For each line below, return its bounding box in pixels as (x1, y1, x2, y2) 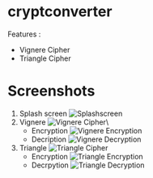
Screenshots (7, 82, 96, 100)
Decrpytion (31, 160, 70, 170)
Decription (31, 134, 66, 144)
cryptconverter (7, 2, 113, 21)
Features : (7, 29, 41, 39)
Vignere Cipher (19, 44, 70, 54)
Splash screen (19, 108, 68, 118)
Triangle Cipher (19, 53, 71, 63)
